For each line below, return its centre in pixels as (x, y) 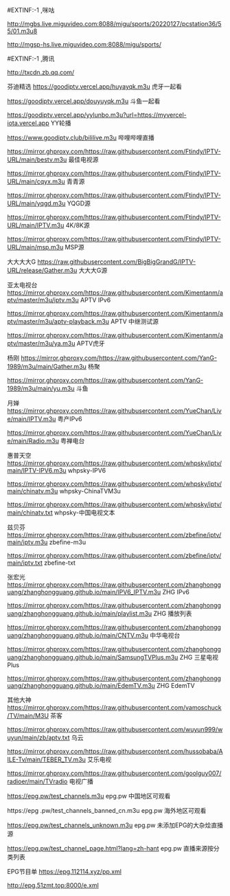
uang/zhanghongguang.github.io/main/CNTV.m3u (78, 635)
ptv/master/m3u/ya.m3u (41, 343)
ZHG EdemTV (176, 685)
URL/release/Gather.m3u (42, 270)
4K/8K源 (78, 225)
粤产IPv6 (70, 419)
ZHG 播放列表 (173, 613)
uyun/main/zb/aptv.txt (38, 738)
